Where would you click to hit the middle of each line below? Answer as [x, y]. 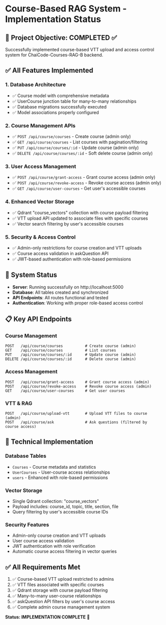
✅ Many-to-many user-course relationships [57, 596]
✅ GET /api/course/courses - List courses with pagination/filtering [80, 142]
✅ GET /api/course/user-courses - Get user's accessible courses [79, 188]
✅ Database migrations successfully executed [59, 107]
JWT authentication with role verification [54, 546]
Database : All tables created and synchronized [60, 292]
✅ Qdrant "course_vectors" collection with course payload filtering [80, 213]
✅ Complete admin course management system [61, 607]
